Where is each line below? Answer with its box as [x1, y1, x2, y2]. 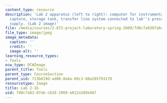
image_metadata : [5, 35, 39, 40]
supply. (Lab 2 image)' [9, 21, 59, 26]
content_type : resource [5, 7, 55, 12]
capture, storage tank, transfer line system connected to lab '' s [9, 16, 150, 21]
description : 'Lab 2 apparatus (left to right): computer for [5, 12, 137, 17]
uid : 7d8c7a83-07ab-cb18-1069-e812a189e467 [5, 90, 97, 95]
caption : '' [9, 40, 35, 45]
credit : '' [9, 44, 32, 49]
